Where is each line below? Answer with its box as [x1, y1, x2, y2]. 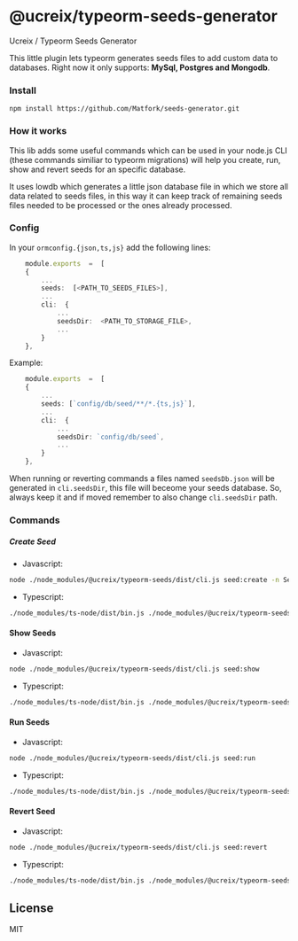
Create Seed [9, 536, 56, 547]
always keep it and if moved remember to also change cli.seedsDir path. [9, 492, 278, 502]
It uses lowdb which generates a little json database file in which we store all [9, 181, 288, 191]
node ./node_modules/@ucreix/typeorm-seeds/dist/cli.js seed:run [9, 753, 255, 763]
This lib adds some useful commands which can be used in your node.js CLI [9, 144, 288, 156]
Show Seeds [9, 627, 57, 639]
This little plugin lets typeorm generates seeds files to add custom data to [9, 52, 278, 63]
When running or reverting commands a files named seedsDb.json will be [9, 473, 275, 484]
